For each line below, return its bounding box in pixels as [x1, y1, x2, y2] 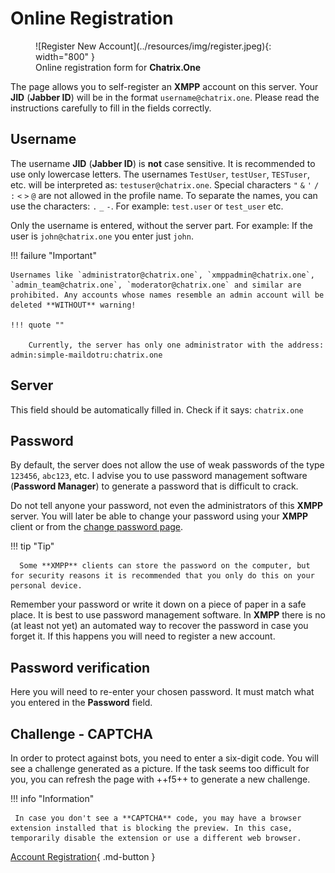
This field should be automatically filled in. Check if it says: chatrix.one [10, 403, 304, 416]
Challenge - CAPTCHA [10, 725, 153, 742]
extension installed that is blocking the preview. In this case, [10, 823, 293, 833]
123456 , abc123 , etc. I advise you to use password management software [10, 470, 308, 482]
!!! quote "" [10, 320, 65, 330]
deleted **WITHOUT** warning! [10, 300, 137, 310]
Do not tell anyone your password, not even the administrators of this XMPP [10, 500, 324, 512]
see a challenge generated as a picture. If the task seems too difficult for [10, 763, 310, 774]
